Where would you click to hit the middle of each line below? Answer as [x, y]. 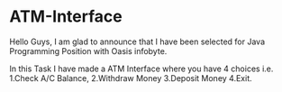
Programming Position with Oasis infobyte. [88, 51]
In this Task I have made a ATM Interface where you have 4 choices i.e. [141, 69]
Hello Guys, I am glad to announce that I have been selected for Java [137, 41]
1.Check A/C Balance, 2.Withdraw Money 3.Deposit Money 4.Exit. [131, 78]
